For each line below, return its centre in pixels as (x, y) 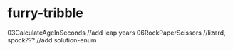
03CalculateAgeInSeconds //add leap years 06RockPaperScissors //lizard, (116, 33)
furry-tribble (45, 13)
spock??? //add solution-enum (52, 40)
